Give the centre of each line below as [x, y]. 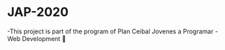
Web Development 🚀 [37, 38]
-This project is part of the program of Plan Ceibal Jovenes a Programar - [113, 31]
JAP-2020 [38, 12]
